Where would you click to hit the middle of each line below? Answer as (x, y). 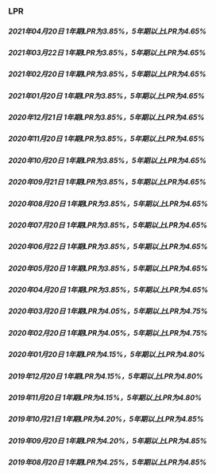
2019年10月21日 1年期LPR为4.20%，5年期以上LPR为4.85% (106, 419)
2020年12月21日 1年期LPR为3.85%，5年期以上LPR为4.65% (106, 118)
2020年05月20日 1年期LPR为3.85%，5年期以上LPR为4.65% (108, 268)
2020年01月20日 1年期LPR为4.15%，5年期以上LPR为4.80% (107, 355)
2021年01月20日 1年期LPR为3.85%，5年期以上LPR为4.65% (106, 95)
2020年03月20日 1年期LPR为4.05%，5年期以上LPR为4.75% (108, 311)
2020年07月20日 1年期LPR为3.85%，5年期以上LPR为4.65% (108, 225)
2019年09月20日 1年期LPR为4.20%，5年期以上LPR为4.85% (108, 441)
